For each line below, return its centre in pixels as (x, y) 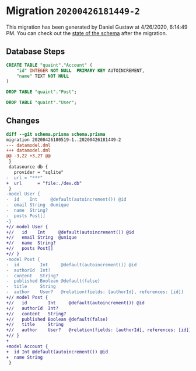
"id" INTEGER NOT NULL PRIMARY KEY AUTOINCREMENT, (80, 71)
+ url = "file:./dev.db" (44, 183)
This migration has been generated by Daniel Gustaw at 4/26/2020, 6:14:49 (97, 27)
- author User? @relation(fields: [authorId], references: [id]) (95, 292)
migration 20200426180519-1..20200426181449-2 (64, 140)
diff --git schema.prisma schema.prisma (56, 134)
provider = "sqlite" (39, 172)
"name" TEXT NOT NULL (43, 76)
